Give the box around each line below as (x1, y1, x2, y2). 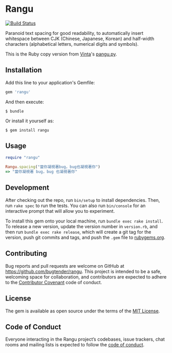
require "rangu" (5, 155, 40, 160)
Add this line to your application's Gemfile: (5, 79, 95, 85)
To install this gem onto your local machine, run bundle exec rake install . (5, 218, 163, 224)
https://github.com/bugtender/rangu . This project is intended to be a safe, (5, 268, 162, 274)
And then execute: (5, 99, 44, 105)
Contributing (5, 249, 47, 258)
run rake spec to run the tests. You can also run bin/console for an (5, 202, 146, 209)
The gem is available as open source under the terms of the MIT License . (5, 308, 160, 314)
